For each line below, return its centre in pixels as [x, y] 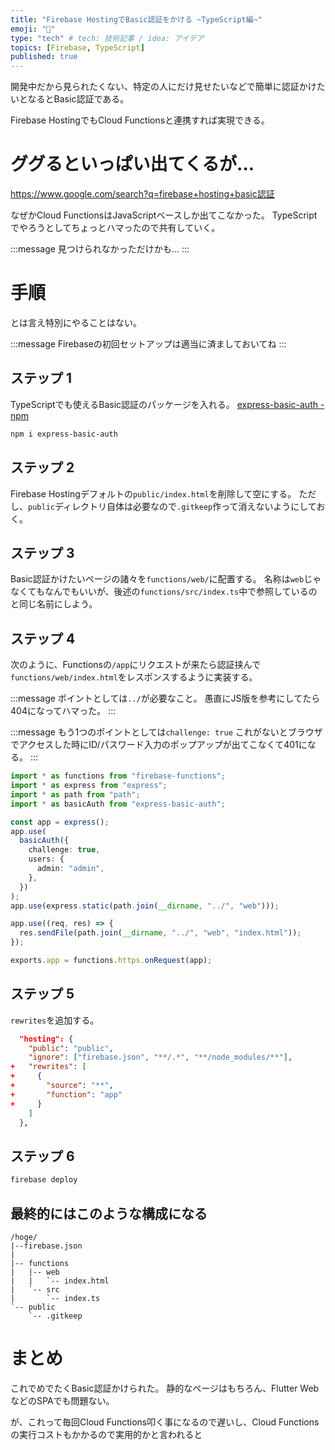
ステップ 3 [42, 552]
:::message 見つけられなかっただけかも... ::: [100, 249]
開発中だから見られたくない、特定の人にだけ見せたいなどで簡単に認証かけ [163, 87]
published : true [44, 57]
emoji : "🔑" [33, 29]
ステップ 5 [42, 994]
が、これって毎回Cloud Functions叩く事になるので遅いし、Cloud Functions [165, 1422]
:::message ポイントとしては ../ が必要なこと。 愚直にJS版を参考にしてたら [165, 698]
